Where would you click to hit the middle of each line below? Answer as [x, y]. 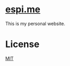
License [22, 44]
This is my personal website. [35, 24]
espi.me [23, 9]
